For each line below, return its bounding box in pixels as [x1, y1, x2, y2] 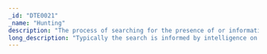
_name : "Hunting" [8, 19, 66, 27]
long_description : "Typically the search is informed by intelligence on [8, 33, 258, 42]
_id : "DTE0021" [8, 11, 59, 20]
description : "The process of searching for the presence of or [8, 26, 226, 34]
